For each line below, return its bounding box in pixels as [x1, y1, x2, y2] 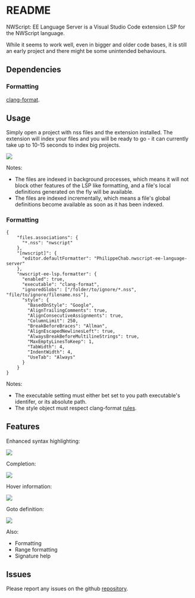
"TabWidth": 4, [27, 344, 65, 350]
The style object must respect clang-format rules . [14, 404, 137, 411]
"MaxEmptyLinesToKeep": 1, [27, 338, 95, 345]
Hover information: [6, 483, 52, 490]
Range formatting [14, 546, 58, 553]
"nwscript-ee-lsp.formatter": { [17, 271, 97, 277]
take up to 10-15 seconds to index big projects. [6, 141, 121, 149]
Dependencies [6, 65, 61, 75]
